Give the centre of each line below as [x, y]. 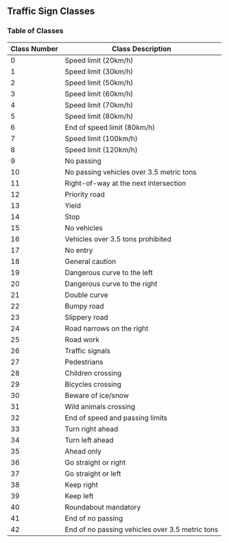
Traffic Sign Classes [51, 11]
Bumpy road [84, 306]
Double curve [86, 295]
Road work [82, 340]
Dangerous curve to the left [109, 272]
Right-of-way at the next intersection [125, 183]
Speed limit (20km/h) [99, 60]
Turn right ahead [92, 429]
